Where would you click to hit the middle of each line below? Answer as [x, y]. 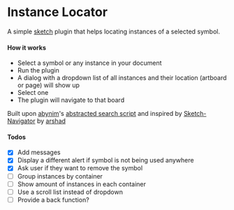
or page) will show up [49, 85]
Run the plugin [38, 70]
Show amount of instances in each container [82, 184]
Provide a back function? [53, 200]
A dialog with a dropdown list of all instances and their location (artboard [122, 78]
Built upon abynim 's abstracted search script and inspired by [95, 114]
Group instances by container [60, 176]
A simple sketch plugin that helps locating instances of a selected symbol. [114, 31]
